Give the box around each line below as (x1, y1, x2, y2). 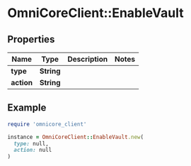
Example (7, 101, 47, 114)
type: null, (13, 140, 50, 147)
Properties (7, 33, 55, 45)
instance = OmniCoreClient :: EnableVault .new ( (7, 133, 144, 140)
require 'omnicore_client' (7, 121, 87, 128)
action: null (13, 147, 52, 154)
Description (67, 55, 108, 64)
